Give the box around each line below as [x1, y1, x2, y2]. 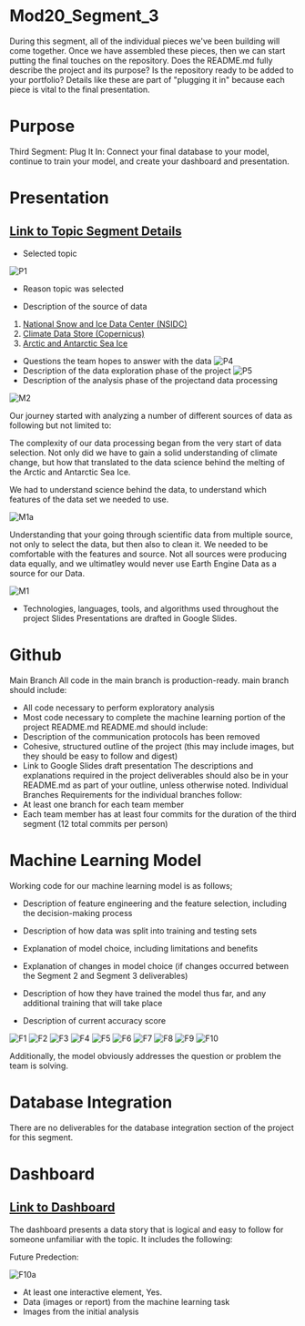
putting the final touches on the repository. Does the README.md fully [9, 55, 273, 66]
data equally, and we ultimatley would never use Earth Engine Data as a [9, 557, 278, 569]
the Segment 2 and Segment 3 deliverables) [22, 970, 188, 981]
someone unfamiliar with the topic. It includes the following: [9, 1233, 233, 1244]
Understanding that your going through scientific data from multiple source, [9, 529, 293, 540]
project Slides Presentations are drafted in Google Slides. [22, 612, 238, 624]
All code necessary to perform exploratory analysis [22, 702, 216, 713]
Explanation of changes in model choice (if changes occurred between [22, 960, 290, 971]
